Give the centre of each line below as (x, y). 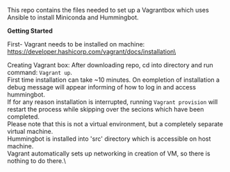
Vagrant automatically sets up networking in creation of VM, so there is (109, 153)
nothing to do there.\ (36, 161)
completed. (23, 117)
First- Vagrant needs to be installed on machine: (76, 44)
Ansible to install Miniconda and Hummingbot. (73, 17)
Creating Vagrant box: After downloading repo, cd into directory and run (110, 65)
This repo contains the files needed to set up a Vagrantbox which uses (108, 10)
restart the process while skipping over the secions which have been (106, 109)
